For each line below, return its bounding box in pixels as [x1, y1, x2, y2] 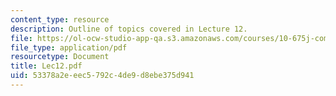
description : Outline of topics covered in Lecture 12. [10, 24, 248, 34]
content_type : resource [10, 14, 110, 25]
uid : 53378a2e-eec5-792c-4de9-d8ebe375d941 [10, 71, 195, 81]
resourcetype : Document [10, 52, 110, 62]
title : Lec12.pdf [10, 61, 83, 71]
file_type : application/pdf [10, 42, 128, 53]
